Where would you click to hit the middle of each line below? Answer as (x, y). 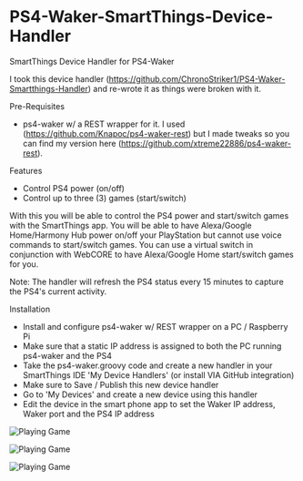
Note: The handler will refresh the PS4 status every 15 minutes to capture (146, 281)
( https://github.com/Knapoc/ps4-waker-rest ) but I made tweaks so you (156, 133)
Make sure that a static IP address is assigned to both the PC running (152, 346)
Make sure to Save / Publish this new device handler (121, 384)
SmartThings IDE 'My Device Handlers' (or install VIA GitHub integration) (158, 374)
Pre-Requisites (37, 106)
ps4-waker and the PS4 (67, 355)
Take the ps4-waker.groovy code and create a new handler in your (147, 365)
